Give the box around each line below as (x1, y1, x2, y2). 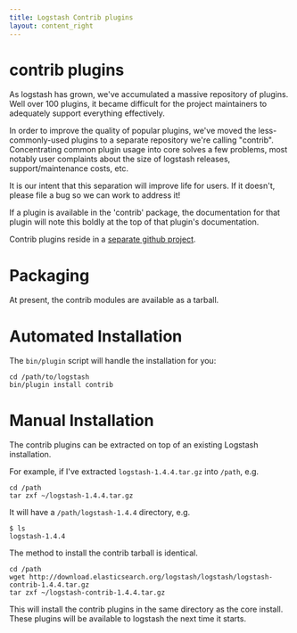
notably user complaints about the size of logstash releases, (9, 153, 231, 165)
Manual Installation (9, 410, 154, 431)
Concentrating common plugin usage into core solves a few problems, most (9, 144, 288, 155)
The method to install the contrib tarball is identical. (9, 547, 198, 558)
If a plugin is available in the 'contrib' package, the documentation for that (9, 207, 281, 218)
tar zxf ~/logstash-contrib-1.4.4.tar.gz (9, 588, 166, 597)
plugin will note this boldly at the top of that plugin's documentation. (9, 217, 260, 227)
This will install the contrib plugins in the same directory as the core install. (9, 604, 284, 615)
